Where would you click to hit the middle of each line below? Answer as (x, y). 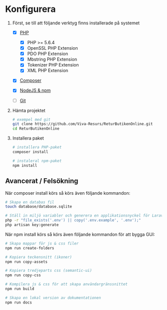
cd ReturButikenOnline (36, 129)
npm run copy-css (23, 275)
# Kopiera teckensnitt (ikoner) (39, 257)
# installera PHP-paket (37, 148)
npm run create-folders (30, 248)
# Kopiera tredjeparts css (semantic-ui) (49, 271)
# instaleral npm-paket (37, 161)
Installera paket (28, 138)
